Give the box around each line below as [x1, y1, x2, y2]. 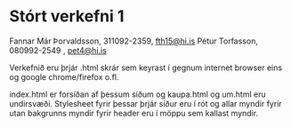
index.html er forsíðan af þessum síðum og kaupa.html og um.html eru [9, 89, 266, 99]
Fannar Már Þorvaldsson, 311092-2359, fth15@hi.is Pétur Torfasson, [9, 36, 258, 46]
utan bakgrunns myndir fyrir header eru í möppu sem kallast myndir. [9, 107, 259, 118]
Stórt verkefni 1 [9, 6, 125, 27]
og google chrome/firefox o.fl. [9, 71, 119, 82]
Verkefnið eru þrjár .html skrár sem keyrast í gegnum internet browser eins [9, 62, 283, 73]
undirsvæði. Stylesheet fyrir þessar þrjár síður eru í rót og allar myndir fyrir [9, 98, 282, 108]
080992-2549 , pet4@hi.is [9, 44, 107, 55]
